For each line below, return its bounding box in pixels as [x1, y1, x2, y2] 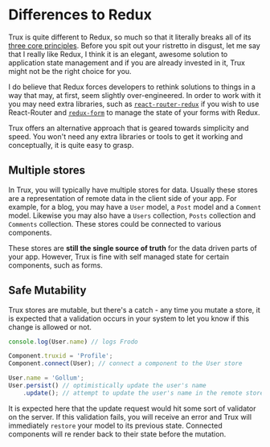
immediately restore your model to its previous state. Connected [8, 420, 223, 430]
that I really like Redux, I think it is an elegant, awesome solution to [8, 49, 228, 59]
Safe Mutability [8, 284, 87, 297]
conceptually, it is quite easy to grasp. [8, 140, 134, 150]
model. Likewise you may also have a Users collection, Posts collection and [8, 211, 256, 220]
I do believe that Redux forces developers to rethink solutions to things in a [8, 82, 256, 92]
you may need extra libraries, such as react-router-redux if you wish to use [8, 99, 260, 109]
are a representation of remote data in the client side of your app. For [8, 193, 237, 203]
